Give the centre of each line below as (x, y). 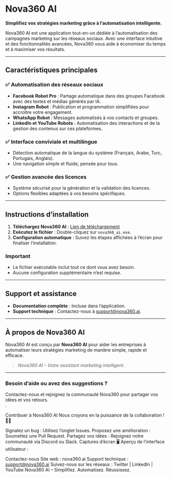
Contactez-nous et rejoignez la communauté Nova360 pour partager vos (82, 395)
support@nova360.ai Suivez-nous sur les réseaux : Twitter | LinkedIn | (79, 464)
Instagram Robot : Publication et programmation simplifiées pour (81, 107)
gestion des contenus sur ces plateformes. (58, 128)
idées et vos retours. (27, 400)
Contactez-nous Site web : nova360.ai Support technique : (67, 459)
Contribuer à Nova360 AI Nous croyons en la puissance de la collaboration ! (85, 415)
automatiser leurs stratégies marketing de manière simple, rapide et (76, 350)
